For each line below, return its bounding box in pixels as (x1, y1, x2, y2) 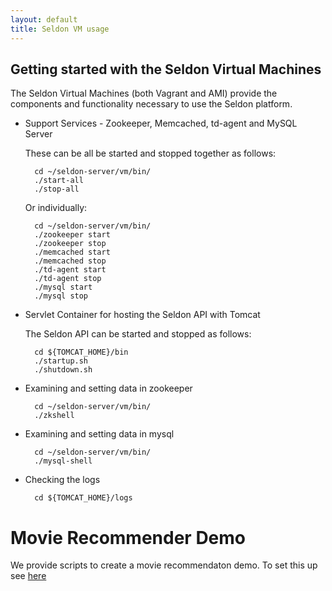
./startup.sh (34, 356, 89, 366)
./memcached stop (34, 256, 107, 266)
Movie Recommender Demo (10, 526, 247, 549)
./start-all (34, 176, 84, 186)
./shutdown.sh (34, 365, 93, 375)
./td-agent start (34, 265, 107, 275)
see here (10, 570, 47, 582)
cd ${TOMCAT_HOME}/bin (34, 347, 129, 358)
